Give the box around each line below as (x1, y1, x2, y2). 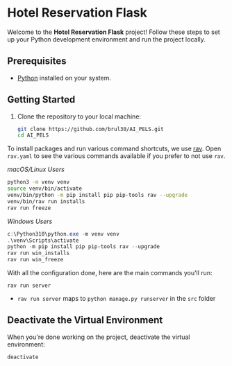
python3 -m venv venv (7, 179, 70, 186)
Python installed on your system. (17, 73, 111, 82)
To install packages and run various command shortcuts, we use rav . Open (7, 144, 222, 153)
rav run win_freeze (7, 256, 64, 263)
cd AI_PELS (17, 132, 49, 139)
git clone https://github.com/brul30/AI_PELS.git (17, 125, 165, 132)
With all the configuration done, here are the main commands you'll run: (7, 269, 213, 277)
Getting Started (7, 94, 76, 105)
